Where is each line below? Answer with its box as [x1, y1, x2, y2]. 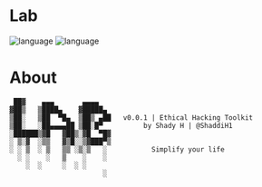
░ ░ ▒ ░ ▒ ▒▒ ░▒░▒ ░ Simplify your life [9, 144, 225, 154]
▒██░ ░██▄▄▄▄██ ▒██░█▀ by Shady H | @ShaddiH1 [9, 121, 233, 130]
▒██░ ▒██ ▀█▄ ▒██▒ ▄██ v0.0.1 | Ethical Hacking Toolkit [9, 113, 254, 123]
